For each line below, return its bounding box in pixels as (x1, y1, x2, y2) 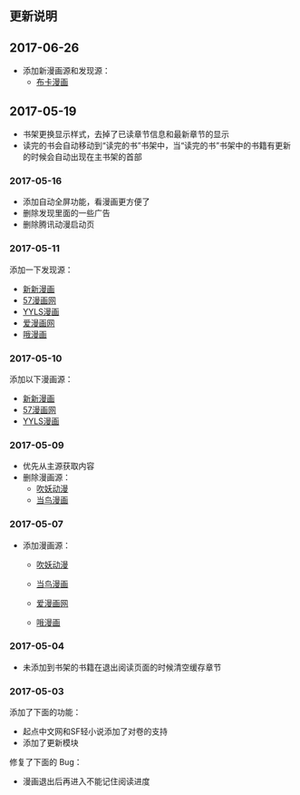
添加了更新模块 (22, 738, 79, 749)
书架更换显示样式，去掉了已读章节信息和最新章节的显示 (22, 129, 229, 140)
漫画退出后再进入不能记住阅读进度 (22, 776, 150, 787)
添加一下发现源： (9, 264, 73, 275)
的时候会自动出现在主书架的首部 (22, 152, 142, 162)
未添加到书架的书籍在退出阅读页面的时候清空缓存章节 (22, 662, 222, 672)
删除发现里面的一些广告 (22, 208, 111, 219)
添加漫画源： (22, 539, 71, 551)
